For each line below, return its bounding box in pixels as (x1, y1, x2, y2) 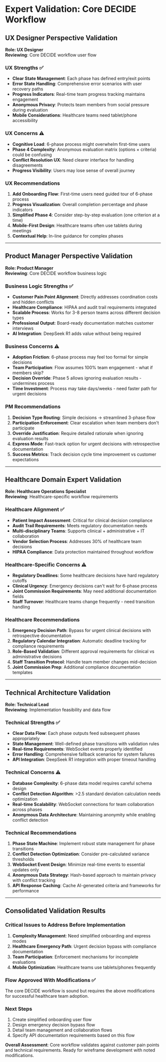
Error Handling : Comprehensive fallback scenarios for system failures (12, 751, 155, 757)
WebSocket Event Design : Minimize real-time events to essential (12, 861, 145, 867)
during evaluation (12, 107, 48, 113)
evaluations (12, 959, 36, 965)
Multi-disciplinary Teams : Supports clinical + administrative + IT (12, 528, 145, 534)
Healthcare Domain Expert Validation (5, 475, 122, 484)
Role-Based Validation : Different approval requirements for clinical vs (12, 648, 155, 654)
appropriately (12, 735, 40, 742)
